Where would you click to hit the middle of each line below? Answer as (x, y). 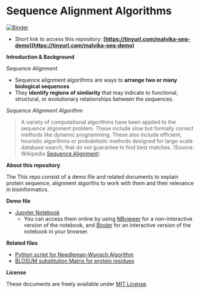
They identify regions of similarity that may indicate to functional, (96, 92)
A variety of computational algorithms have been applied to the (98, 122)
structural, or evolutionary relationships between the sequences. (94, 99)
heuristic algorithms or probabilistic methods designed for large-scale (107, 141)
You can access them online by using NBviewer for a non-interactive (108, 219)
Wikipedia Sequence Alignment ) (60, 154)
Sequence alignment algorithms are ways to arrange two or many (96, 80)
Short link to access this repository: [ (60, 39)
